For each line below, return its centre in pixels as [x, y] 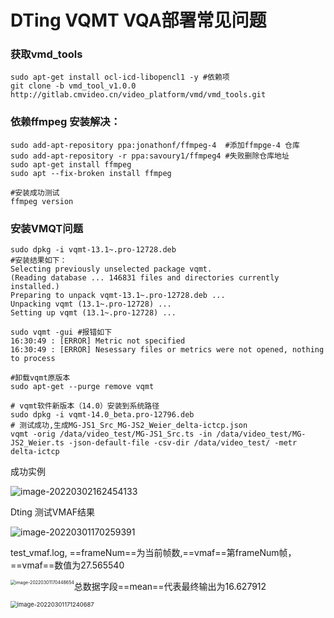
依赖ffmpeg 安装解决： [66, 122]
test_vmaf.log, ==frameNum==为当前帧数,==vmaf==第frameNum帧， [153, 553]
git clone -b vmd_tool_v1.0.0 [73, 86]
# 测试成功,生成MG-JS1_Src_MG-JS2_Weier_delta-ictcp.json [129, 426]
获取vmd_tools [46, 54]
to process [33, 359]
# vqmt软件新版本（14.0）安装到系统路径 [85, 406]
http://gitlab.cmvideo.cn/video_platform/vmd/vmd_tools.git [138, 95]
